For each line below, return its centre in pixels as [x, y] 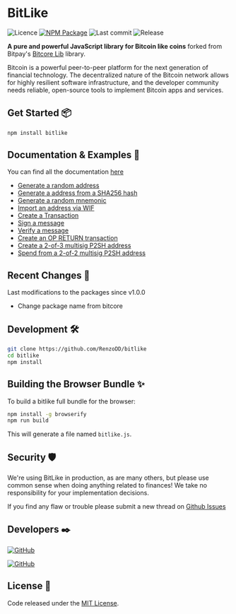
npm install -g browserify [47, 414]
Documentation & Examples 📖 [73, 155]
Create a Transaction [48, 216]
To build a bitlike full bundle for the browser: [71, 401]
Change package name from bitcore [70, 306]
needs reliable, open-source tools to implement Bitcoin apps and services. [116, 90]
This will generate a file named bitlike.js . [70, 434]
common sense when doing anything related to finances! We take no [107, 485]
